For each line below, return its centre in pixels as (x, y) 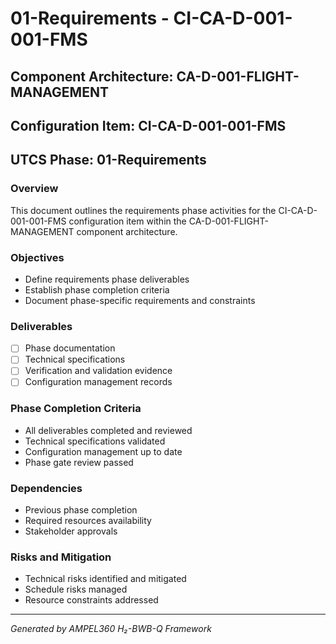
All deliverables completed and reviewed (108, 430)
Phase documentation (70, 348)
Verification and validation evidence (98, 371)
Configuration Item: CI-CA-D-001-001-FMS (148, 125)
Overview (34, 189)
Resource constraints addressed (91, 600)
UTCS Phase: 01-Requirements (108, 160)
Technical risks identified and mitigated (105, 579)
